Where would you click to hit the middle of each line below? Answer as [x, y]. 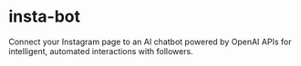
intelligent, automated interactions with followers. [101, 51]
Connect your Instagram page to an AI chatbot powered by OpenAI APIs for [150, 42]
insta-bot [45, 17]
